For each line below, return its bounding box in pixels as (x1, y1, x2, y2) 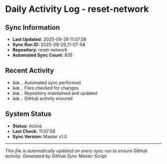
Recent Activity (5, 66, 54, 75)
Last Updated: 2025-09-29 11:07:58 (12, 36, 86, 42)
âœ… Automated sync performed (12, 79, 81, 85)
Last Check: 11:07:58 (12, 128, 56, 134)
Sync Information (5, 23, 60, 32)
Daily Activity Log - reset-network (5, 3, 149, 15)
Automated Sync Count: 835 (12, 52, 73, 58)
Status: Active (12, 123, 42, 129)
